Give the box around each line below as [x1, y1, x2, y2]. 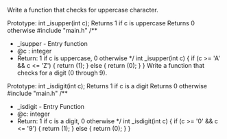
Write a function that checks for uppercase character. [7, 6, 159, 14]
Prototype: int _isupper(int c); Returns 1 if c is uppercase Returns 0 [7, 19, 195, 27]
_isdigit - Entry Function [16, 103, 84, 110]
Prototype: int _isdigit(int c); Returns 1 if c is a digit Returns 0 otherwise [7, 82, 208, 90]
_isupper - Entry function [16, 40, 88, 47]
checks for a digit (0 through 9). [16, 68, 108, 77]
